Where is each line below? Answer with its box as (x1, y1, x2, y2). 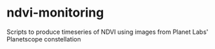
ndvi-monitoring (6, 5, 104, 21)
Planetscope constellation (6, 35, 81, 43)
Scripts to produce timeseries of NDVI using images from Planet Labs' (6, 28, 209, 36)
